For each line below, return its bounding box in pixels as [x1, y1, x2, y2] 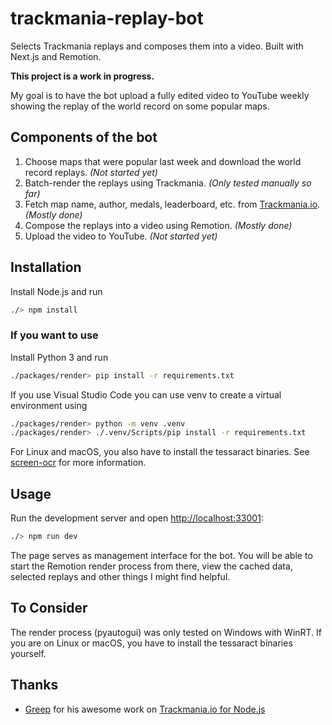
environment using [10, 399, 88, 411]
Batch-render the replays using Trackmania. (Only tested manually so [24, 177, 312, 189]
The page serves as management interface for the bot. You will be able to [10, 550, 313, 562]
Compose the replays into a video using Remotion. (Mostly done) [24, 219, 293, 231]
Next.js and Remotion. [10, 50, 102, 62]
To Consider [10, 600, 88, 617]
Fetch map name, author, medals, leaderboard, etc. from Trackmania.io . [24, 198, 321, 210]
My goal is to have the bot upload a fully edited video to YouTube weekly [10, 89, 310, 101]
